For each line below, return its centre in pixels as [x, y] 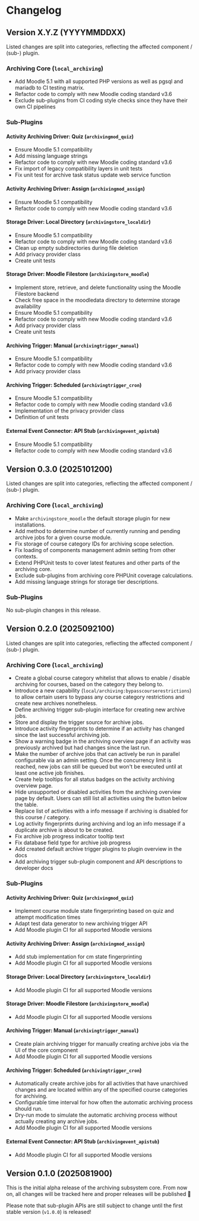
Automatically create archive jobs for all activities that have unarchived [101, 1083]
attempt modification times [48, 917]
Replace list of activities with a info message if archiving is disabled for [101, 811]
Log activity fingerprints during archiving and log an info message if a [100, 824]
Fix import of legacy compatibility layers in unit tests [78, 169]
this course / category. [42, 817]
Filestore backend [37, 294]
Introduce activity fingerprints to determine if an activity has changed [100, 729]
